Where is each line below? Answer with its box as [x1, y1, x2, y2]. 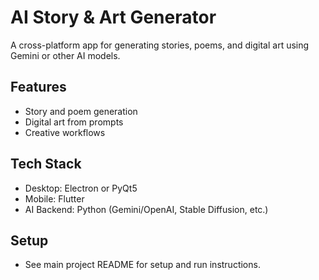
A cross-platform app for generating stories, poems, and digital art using [10, 39, 310, 51]
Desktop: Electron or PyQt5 [24, 182, 138, 194]
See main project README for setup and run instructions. [24, 259, 261, 271]
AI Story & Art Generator [10, 6, 217, 29]
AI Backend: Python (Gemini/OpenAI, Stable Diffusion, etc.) [24, 203, 269, 215]
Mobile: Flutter [24, 192, 85, 205]
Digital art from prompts [24, 116, 124, 128]
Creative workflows [24, 126, 106, 138]
